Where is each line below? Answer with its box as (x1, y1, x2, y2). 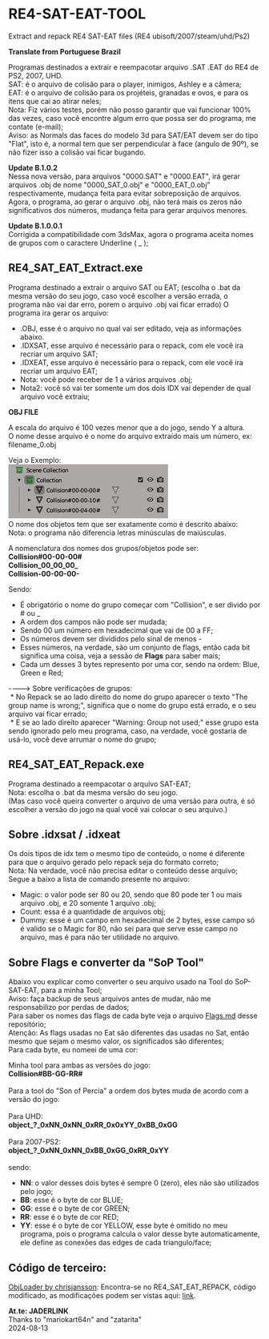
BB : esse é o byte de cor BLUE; (19, 1195, 124, 1205)
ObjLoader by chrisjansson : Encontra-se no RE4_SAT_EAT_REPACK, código (8, 1282, 256, 1292)
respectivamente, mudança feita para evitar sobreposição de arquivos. (8, 188, 242, 198)
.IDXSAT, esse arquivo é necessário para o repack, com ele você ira (19, 340, 244, 350)
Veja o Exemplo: (8, 455, 62, 464)
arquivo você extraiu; (19, 392, 90, 401)
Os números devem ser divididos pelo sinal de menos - (19, 633, 203, 643)
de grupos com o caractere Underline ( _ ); (8, 238, 149, 247)
